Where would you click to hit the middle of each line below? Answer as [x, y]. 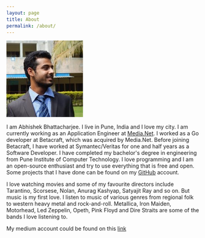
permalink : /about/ [31, 26]
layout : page [23, 13]
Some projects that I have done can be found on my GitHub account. [93, 173]
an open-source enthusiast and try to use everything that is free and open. [100, 166]
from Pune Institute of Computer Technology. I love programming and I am [100, 160]
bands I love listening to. [37, 217]
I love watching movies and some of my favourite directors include [90, 184]
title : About [23, 19]
